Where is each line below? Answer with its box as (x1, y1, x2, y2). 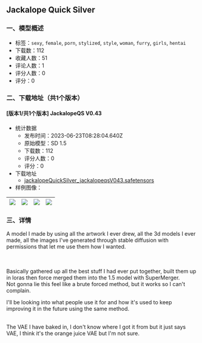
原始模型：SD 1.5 (24, 139, 67, 147)
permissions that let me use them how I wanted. (6, 243, 126, 250)
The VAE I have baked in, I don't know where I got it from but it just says (6, 324, 186, 331)
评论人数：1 (15, 62, 44, 69)
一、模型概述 (6, 24, 44, 33)
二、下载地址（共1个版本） (6, 93, 84, 102)
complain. (6, 287, 32, 295)
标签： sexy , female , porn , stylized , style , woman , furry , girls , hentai (15, 39, 186, 46)
